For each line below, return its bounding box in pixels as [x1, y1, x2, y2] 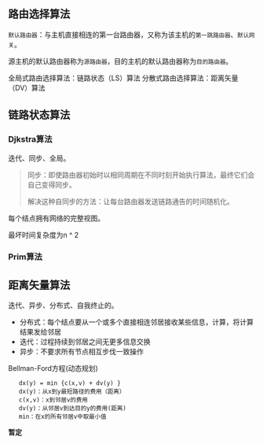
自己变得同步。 [27, 179, 76, 189]
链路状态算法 [8, 109, 71, 122]
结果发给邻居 [19, 327, 61, 337]
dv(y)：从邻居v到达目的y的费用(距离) [18, 405, 127, 413]
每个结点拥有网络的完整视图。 [8, 213, 104, 223]
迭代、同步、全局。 [8, 153, 71, 163]
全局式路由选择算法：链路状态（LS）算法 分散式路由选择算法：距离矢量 [8, 73, 239, 83]
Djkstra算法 [8, 134, 53, 145]
